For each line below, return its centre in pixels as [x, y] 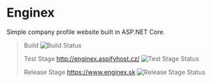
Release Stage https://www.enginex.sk [79, 72]
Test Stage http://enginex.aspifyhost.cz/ [82, 58]
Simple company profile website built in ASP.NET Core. [86, 32]
